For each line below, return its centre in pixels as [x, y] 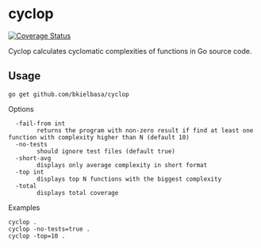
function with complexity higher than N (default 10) [99, 137]
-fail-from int [40, 124]
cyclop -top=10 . [37, 236]
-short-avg [33, 158]
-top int [30, 172]
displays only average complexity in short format [122, 165]
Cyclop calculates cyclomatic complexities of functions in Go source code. [130, 51]
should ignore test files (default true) [106, 151]
